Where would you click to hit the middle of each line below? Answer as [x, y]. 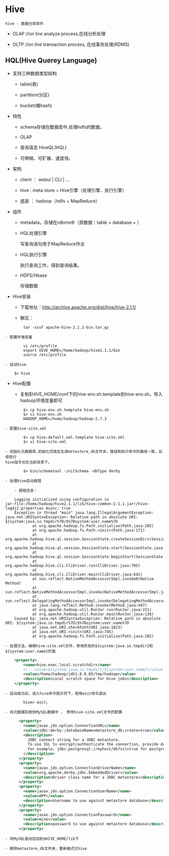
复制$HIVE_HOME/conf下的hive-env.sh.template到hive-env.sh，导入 [91, 394]
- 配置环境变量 [19, 337]
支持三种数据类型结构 [34, 73]
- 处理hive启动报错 [23, 481]
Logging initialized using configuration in [62, 499]
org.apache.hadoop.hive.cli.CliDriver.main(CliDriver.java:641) [74, 574]
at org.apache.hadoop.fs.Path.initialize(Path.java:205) [93, 526]
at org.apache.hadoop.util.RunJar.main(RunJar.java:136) [93, 614]
